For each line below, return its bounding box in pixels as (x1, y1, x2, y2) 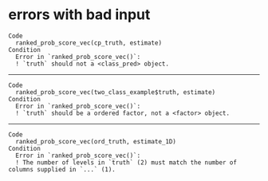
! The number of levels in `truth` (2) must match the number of (15, 158, 238, 167)
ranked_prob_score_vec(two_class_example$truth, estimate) (15, 88, 216, 96)
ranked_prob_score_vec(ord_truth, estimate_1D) (15, 137, 177, 145)
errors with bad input (8, 6, 151, 24)
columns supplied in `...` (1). (8, 165, 116, 173)
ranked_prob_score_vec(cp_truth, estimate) (15, 38, 162, 47)
